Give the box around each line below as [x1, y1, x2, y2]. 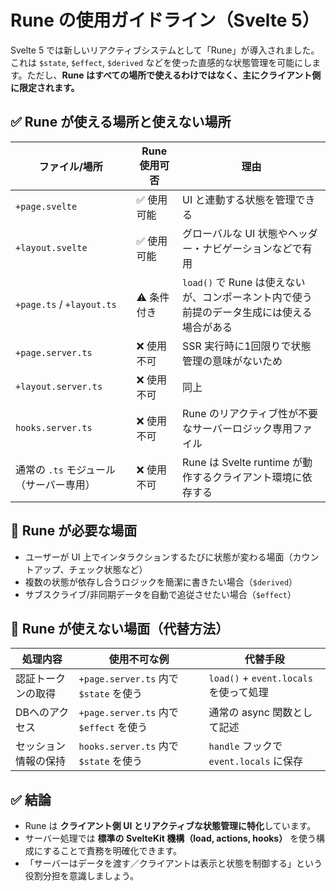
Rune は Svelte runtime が [182, 455, 303, 469]
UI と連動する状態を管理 [182, 192, 296, 206]
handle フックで [208, 739, 283, 753]
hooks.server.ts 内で [78, 739, 179, 753]
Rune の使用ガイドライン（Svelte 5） [10, 9, 320, 32]
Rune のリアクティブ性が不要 [182, 406, 319, 420]
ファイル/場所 [38, 159, 103, 173]
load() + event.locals [208, 671, 313, 685]
